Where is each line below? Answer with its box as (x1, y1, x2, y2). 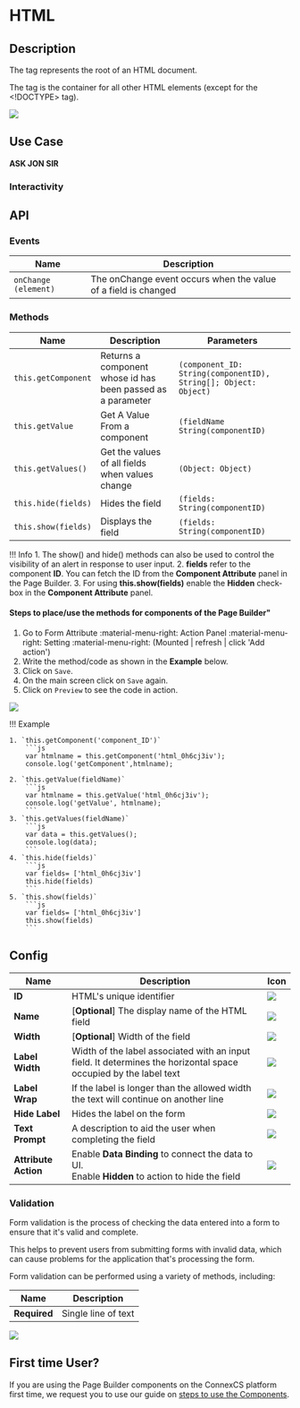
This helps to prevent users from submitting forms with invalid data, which (9, 1244, 282, 1255)
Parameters (206, 334, 258, 346)
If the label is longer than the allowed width (71, 1081, 252, 1094)
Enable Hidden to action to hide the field (71, 1170, 241, 1182)
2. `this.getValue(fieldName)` (9, 775, 126, 784)
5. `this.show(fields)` (9, 892, 98, 901)
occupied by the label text (71, 1067, 180, 1079)
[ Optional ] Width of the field (71, 1030, 191, 1043)
